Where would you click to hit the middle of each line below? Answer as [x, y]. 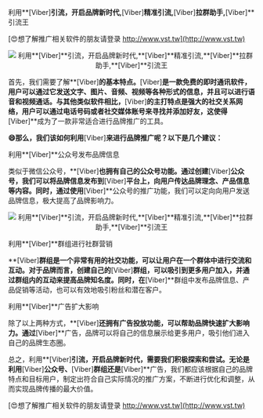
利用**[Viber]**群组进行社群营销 [61, 244]
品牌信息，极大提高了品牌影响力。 [63, 200]
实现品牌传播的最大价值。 [56, 389]
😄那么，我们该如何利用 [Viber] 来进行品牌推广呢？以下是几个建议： [115, 138]
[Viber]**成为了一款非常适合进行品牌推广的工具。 [88, 121]
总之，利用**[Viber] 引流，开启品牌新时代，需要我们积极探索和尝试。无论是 [129, 359]
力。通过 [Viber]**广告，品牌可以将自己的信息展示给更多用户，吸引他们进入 [129, 333]
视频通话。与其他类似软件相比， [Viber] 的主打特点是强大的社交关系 [129, 102]
